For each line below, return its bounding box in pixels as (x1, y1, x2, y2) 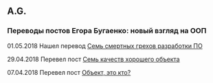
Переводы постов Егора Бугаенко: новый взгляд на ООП (7, 26, 207, 36)
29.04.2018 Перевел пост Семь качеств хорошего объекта (7, 55, 180, 63)
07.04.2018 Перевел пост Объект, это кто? (7, 68, 131, 76)
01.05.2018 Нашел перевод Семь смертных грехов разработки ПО (7, 41, 203, 50)
